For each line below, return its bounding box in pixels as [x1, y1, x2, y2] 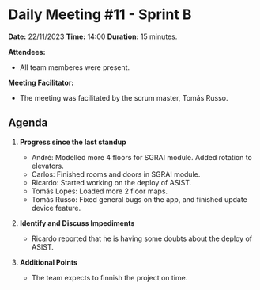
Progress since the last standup [19, 137, 126, 147]
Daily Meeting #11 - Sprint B [8, 6, 192, 24]
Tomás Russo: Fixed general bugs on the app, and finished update [31, 194, 247, 204]
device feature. [31, 203, 81, 212]
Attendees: [8, 47, 46, 56]
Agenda [8, 116, 48, 130]
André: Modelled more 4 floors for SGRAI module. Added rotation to [31, 152, 253, 162]
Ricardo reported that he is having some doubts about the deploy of [31, 234, 253, 243]
